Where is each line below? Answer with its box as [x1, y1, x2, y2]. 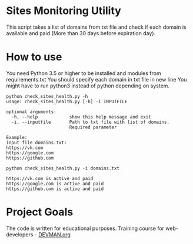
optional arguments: [6, 109, 57, 115]
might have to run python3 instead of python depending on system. [6, 82, 169, 89]
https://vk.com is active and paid [6, 175, 94, 181]
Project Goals [6, 205, 74, 219]
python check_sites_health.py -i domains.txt [6, 165, 119, 171]
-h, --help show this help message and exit [11, 114, 151, 120]
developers [6, 231, 34, 238]
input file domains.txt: [6, 140, 67, 145]
